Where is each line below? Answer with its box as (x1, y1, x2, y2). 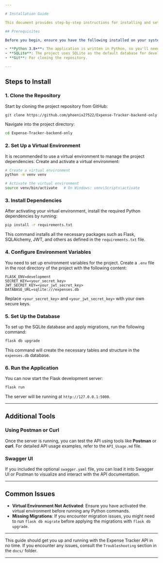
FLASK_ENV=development (5, 274, 51, 279)
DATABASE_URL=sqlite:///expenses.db (5, 287, 79, 292)
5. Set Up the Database (5, 313, 60, 319)
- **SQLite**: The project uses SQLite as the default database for (5, 51, 147, 56)
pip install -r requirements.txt (5, 223, 73, 228)
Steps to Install (5, 78, 51, 86)
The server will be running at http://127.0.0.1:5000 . (5, 394, 111, 399)
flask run (5, 385, 25, 390)
